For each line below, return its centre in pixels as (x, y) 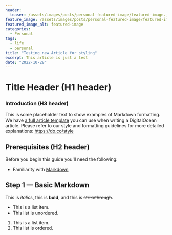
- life (17, 43)
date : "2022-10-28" (26, 62)
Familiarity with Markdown (40, 169)
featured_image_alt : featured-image (44, 24)
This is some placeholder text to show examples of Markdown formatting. (83, 114)
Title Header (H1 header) (58, 88)
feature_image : (21, 19)
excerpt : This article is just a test (47, 57)
